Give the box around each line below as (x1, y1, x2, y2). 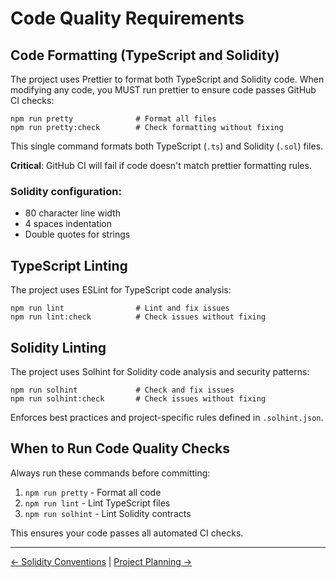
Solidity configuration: (10, 184, 122, 198)
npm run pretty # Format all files (10, 114, 217, 124)
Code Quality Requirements (10, 7, 245, 30)
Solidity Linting (10, 339, 107, 356)
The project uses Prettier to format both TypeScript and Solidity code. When (10, 73, 325, 85)
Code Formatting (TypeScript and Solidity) (10, 47, 280, 64)
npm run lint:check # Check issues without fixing (10, 312, 267, 322)
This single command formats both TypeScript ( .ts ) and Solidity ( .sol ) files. (10, 140, 324, 152)
